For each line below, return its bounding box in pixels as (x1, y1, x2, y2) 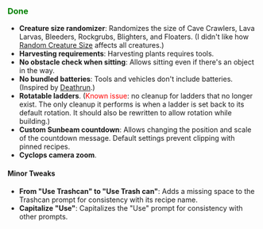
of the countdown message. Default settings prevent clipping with (18, 134, 235, 143)
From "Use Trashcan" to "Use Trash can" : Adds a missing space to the (18, 186, 255, 196)
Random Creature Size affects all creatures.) (18, 41, 164, 50)
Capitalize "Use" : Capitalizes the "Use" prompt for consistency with (18, 203, 243, 212)
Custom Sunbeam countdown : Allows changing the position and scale (18, 125, 252, 134)
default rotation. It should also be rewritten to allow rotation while (18, 108, 232, 118)
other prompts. (18, 212, 68, 221)
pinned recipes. (18, 142, 71, 152)
